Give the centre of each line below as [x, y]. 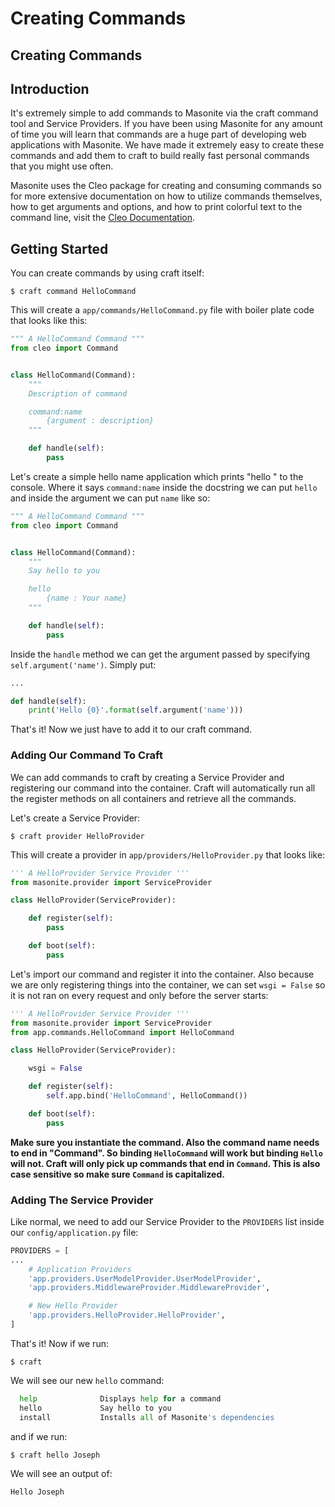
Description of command [78, 393]
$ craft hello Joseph [55, 1455]
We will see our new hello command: [87, 1380]
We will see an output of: [61, 1473]
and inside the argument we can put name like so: [110, 498]
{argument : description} [100, 421]
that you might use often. [62, 166]
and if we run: [39, 1436]
